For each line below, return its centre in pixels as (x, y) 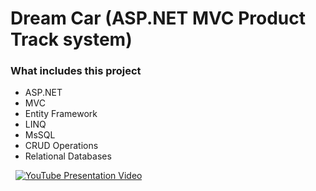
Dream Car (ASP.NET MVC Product (158, 18)
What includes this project (76, 71)
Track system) (71, 39)
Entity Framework (61, 114)
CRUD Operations (61, 146)
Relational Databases (68, 156)
